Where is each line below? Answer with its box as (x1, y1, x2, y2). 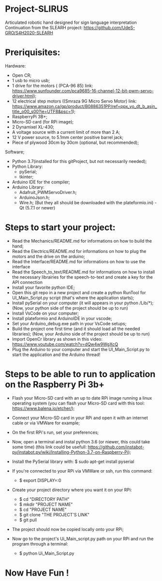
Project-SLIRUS (5, 3, 69, 15)
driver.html (12, 93, 34, 99)
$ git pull (19, 517, 37, 523)
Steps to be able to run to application (5, 369, 156, 380)
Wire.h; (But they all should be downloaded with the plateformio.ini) (19, 199, 154, 205)
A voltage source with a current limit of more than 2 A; (12, 129, 120, 135)
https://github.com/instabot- (88, 444, 145, 450)
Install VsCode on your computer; (12, 310, 79, 316)
